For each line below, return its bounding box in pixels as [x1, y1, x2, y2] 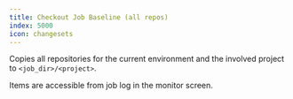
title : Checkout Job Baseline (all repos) [9, 12, 169, 22]
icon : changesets [9, 29, 74, 38]
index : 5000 [9, 21, 53, 30]
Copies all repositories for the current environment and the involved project [9, 54, 285, 65]
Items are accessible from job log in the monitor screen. [9, 80, 213, 91]
